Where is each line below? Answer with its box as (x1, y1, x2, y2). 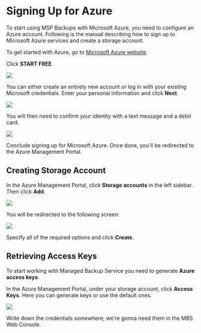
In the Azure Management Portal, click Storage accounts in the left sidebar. (6, 182, 193, 189)
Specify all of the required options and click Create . (6, 233, 134, 241)
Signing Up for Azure (6, 4, 113, 18)
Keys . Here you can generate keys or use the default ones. (6, 292, 152, 299)
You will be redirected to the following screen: (6, 210, 120, 218)
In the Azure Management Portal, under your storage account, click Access (6, 285, 193, 292)
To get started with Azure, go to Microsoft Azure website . (6, 48, 148, 55)
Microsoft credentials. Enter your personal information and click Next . (6, 89, 179, 97)
